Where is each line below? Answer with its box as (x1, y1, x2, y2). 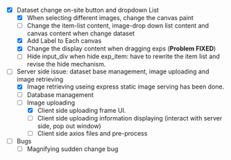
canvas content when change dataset (26, 29, 135, 37)
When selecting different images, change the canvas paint (26, 14, 194, 22)
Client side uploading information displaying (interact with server (37, 114, 223, 122)
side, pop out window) (37, 121, 101, 130)
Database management (26, 90, 94, 99)
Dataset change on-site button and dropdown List (16, 6, 160, 14)
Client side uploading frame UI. (37, 106, 126, 114)
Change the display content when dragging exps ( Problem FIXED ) (26, 44, 216, 53)
